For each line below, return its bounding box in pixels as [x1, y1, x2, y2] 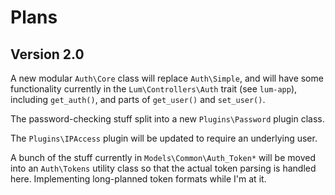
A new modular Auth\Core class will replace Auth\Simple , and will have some [10, 72, 324, 84]
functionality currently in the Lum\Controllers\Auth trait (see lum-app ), [10, 83, 298, 95]
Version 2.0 [10, 46, 85, 63]
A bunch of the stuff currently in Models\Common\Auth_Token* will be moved [10, 152, 316, 163]
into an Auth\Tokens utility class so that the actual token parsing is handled [10, 162, 317, 174]
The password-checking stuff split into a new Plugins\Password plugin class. [10, 113, 325, 125]
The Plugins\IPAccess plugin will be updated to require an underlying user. [10, 132, 318, 144]
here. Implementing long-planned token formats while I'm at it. [10, 173, 267, 185]
